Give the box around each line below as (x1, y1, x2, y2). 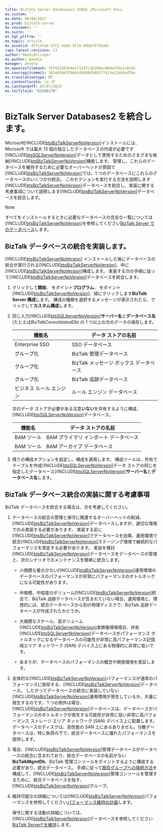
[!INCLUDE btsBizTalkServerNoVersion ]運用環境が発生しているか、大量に (12, 693, 158, 699)
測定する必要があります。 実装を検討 (42, 545, 115, 551)
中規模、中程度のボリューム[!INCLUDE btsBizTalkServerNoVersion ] (19, 589, 152, 595)
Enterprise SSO (14, 341, 50, 348)
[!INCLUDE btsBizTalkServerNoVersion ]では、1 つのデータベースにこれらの (5, 171, 153, 176)
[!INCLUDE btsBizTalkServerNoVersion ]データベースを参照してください (12, 815, 153, 821)
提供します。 (12, 736, 38, 742)
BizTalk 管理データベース (72, 350, 129, 357)
